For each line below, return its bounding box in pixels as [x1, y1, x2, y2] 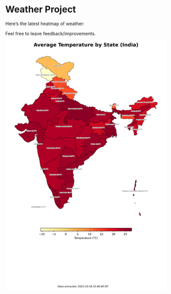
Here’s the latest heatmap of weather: [5, 20, 84, 27]
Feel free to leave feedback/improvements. [5, 30, 96, 36]
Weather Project [5, 4, 76, 15]
